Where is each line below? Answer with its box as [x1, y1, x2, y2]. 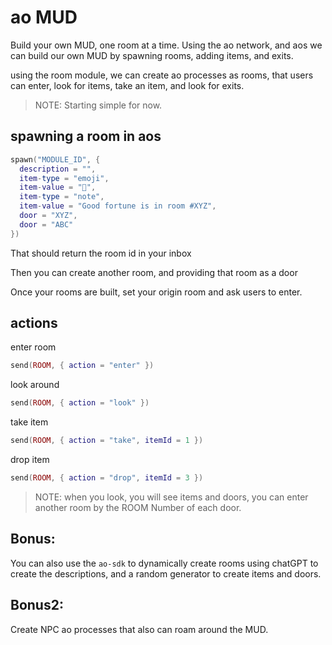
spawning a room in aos [10, 128, 162, 145]
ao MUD [10, 6, 78, 29]
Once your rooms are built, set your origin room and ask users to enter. [10, 286, 303, 298]
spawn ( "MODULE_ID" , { [10, 154, 101, 165]
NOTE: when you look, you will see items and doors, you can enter [34, 491, 309, 503]
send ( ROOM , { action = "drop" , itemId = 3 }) [10, 473, 204, 483]
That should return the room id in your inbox [10, 247, 192, 259]
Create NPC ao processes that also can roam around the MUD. [10, 623, 269, 635]
